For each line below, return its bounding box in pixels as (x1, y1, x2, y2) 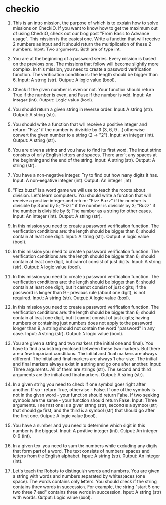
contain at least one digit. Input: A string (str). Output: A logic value (12, 233, 149, 239)
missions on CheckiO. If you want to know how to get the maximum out (12, 25, 158, 31)
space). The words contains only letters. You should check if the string (12, 478, 157, 484)
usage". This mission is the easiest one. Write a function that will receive (12, 36, 160, 42)
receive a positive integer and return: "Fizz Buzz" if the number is (12, 197, 146, 203)
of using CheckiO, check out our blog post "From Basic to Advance (12, 30, 150, 36)
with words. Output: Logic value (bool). (12, 494, 92, 500)
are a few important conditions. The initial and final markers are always (12, 351, 157, 356)
